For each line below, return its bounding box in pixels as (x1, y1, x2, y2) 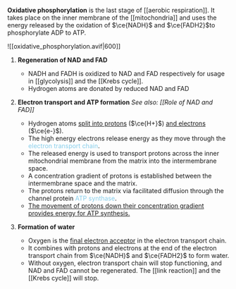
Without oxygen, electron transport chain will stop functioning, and (27, 259, 222, 267)
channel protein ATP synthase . (27, 194, 118, 202)
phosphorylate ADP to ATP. (7, 28, 87, 37)
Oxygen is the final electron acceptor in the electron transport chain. (27, 236, 227, 245)
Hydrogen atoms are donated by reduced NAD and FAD (27, 85, 190, 92)
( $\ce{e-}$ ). (27, 127, 64, 135)
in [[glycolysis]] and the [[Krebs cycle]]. (27, 77, 144, 85)
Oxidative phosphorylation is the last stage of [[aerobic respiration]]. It (7, 6, 215, 14)
